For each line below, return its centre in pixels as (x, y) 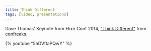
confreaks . (16, 34)
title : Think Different (30, 10)
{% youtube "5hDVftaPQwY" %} (39, 43)
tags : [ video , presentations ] (37, 14)
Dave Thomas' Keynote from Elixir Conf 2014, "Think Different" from (76, 28)
